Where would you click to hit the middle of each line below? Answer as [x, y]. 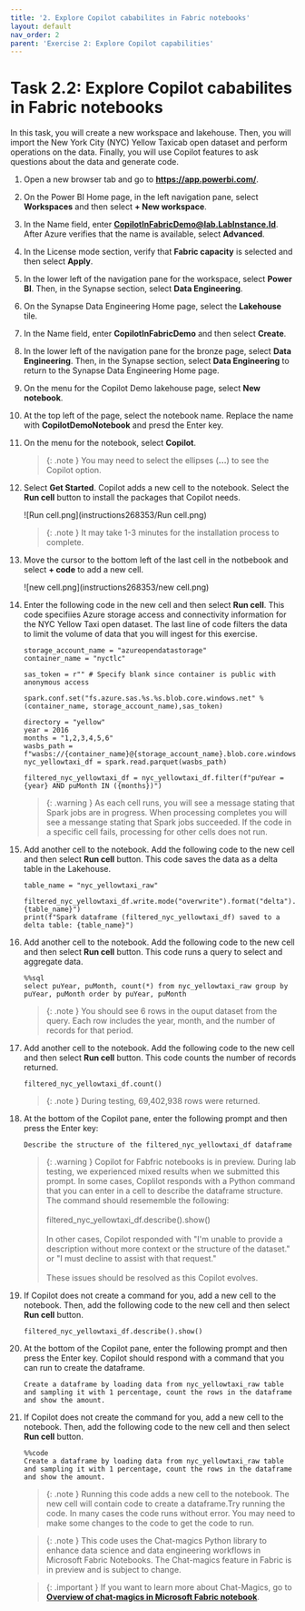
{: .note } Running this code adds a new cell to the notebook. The [167, 1494]
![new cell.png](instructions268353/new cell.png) [116, 587]
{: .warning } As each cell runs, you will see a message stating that [171, 803]
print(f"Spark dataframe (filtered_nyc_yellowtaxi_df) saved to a [152, 917]
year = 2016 [46, 730]
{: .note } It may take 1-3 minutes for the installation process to [162, 532]
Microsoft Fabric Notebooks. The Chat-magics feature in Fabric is [169, 1560]
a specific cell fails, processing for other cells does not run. [157, 832]
